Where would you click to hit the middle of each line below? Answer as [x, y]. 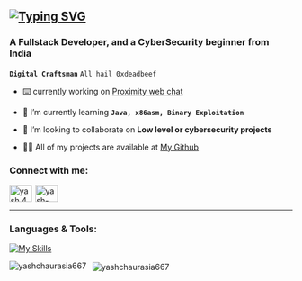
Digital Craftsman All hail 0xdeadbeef [83, 74]
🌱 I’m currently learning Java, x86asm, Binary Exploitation [133, 112]
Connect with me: [49, 170]
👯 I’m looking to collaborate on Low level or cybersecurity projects [147, 129]
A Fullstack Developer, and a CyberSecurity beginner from [139, 42]
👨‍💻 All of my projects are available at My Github [111, 147]
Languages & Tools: [53, 229]
